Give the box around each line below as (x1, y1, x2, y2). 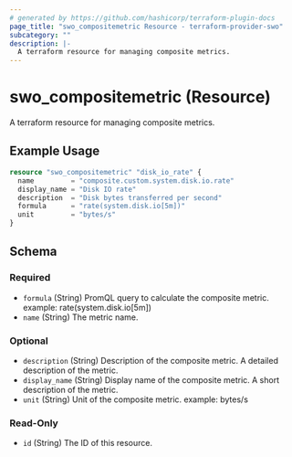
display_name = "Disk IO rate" (17, 185, 137, 194)
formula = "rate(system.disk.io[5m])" (17, 202, 185, 211)
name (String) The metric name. (22, 312, 139, 323)
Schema (9, 244, 57, 260)
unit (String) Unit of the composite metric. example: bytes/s (22, 394, 249, 405)
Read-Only (9, 417, 59, 430)
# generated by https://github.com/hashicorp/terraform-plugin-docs (9, 13, 276, 23)
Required (9, 271, 51, 284)
